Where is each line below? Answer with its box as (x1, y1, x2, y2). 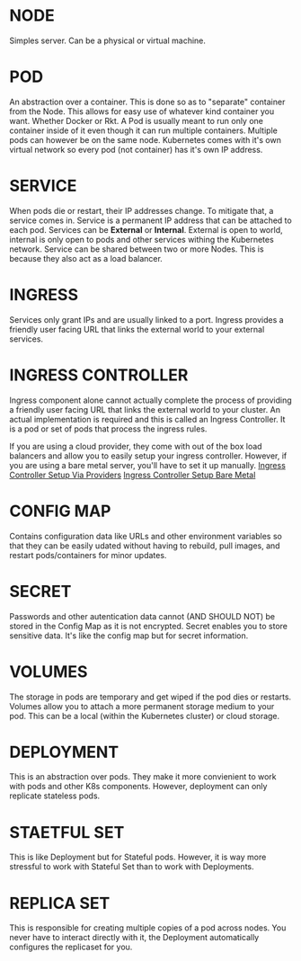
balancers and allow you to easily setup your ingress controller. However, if (9, 450, 288, 461)
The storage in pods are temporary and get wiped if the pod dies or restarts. (9, 691, 292, 702)
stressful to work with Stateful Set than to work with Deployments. (9, 861, 254, 872)
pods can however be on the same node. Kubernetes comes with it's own (9, 134, 281, 145)
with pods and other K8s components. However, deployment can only (9, 781, 268, 792)
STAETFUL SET (9, 822, 125, 842)
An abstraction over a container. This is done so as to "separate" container (9, 96, 286, 107)
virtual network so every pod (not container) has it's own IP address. (9, 144, 263, 155)
